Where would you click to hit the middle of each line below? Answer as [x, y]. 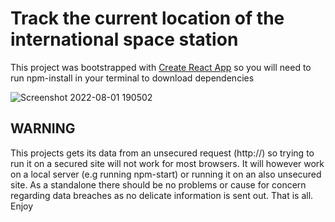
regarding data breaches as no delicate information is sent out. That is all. [162, 195]
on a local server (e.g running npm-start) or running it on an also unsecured [166, 174]
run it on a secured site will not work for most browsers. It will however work [167, 163]
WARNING [43, 128]
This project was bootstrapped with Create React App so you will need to [161, 67]
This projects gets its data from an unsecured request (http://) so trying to [162, 153]
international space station [124, 39]
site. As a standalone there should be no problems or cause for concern [158, 184]
